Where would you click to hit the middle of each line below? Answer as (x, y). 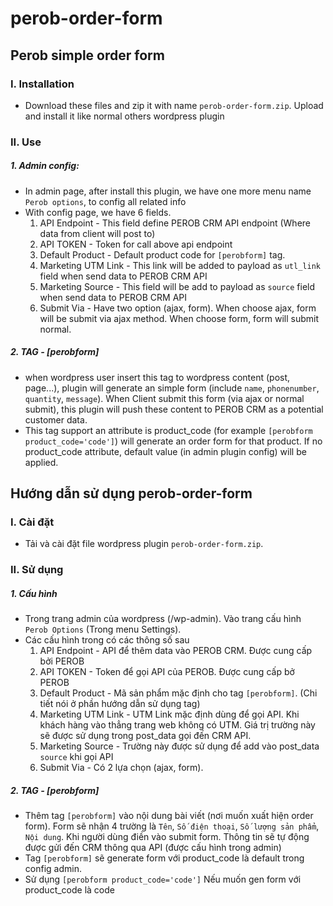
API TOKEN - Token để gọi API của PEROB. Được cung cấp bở (167, 672)
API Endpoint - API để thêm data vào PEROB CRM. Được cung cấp (176, 651)
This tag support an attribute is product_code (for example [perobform (168, 430)
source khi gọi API (76, 757)
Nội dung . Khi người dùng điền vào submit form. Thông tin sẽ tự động (167, 837)
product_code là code (69, 890)
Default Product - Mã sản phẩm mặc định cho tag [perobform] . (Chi (178, 693)
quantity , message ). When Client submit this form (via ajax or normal (164, 398)
